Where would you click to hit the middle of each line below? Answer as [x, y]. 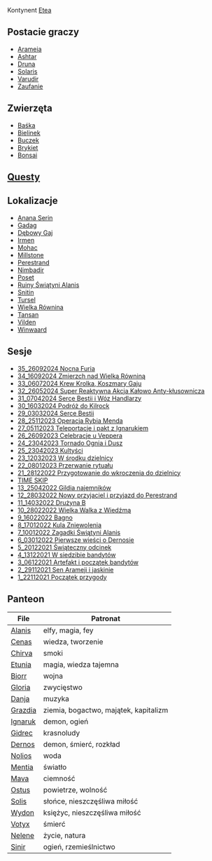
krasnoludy [62, 733]
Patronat [106, 618]
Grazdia [24, 710]
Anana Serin [35, 217]
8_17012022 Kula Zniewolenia [59, 524]
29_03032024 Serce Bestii [56, 413]
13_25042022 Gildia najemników [64, 487]
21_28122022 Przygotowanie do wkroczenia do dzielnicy [99, 473]
